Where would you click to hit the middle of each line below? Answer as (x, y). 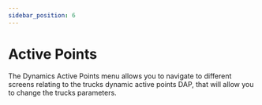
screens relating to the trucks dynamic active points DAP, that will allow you (131, 84)
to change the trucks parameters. (62, 92)
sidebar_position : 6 (42, 15)
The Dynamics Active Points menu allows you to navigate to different (120, 76)
